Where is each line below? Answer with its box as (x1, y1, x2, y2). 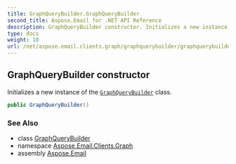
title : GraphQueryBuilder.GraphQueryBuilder (7, 10, 140, 18)
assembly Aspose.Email (17, 149, 86, 157)
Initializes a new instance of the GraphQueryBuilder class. (7, 87, 172, 96)
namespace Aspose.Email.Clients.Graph (17, 141, 133, 150)
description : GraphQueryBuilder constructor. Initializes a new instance (7, 23, 228, 30)
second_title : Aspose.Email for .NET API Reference (7, 17, 162, 24)
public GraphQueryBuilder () (7, 101, 90, 108)
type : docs (7, 30, 39, 37)
